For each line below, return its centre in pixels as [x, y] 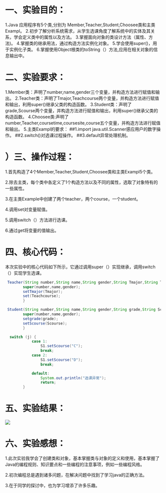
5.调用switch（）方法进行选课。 [38, 220]
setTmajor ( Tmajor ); [43, 291]
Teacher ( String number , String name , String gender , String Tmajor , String [83, 282]
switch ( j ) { [23, 337]
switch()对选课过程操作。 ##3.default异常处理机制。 [78, 135]
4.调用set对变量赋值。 [28, 209]
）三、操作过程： [40, 157]
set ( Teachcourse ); [42, 296]
